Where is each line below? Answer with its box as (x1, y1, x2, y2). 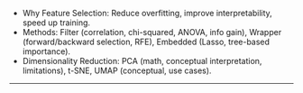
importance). (22, 46, 70, 57)
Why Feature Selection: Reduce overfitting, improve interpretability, (22, 8, 272, 18)
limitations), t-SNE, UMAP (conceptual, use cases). (22, 65, 212, 76)
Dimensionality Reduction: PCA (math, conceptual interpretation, (22, 56, 262, 66)
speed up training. (22, 17, 91, 28)
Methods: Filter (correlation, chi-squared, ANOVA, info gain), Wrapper (22, 27, 282, 37)
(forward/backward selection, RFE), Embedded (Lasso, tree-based (22, 36, 271, 47)
